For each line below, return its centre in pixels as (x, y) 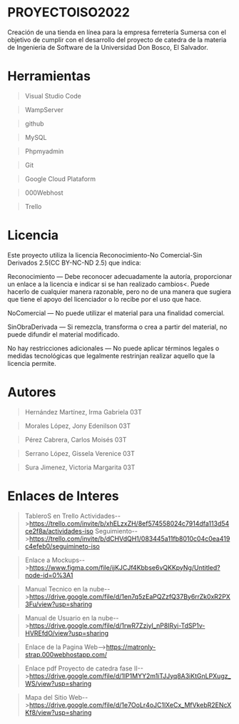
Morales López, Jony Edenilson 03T (78, 426)
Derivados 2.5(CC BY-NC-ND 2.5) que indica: (74, 262)
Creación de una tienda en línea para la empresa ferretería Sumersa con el (117, 32)
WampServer (44, 109)
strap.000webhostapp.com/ (66, 654)
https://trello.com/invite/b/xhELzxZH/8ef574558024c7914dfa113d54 (129, 523)
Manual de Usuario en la (61, 618)
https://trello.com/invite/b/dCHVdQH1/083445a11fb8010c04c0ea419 (130, 539)
